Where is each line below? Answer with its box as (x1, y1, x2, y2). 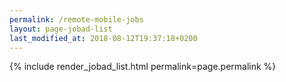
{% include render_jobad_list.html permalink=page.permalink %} (9, 61, 277, 73)
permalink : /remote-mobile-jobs (9, 14, 144, 25)
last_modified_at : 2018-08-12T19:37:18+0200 (9, 33, 198, 43)
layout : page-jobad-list (9, 24, 113, 34)
